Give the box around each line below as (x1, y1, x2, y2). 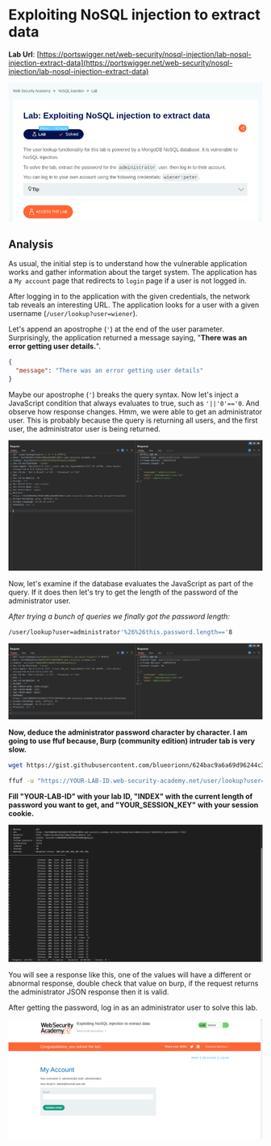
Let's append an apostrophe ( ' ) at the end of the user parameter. (8, 324, 224, 334)
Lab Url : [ (8, 49, 40, 59)
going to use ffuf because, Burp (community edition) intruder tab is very (8, 736, 256, 746)
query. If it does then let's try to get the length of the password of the (8, 587, 239, 598)
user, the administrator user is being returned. (8, 423, 161, 433)
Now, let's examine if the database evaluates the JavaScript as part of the (8, 579, 254, 589)
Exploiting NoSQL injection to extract (8, 6, 261, 24)
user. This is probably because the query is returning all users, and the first (8, 415, 258, 425)
